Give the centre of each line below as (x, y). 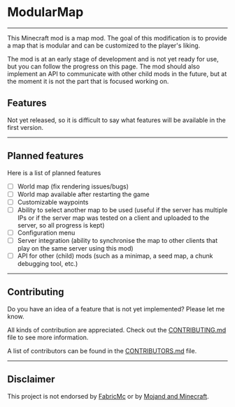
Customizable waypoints (53, 202)
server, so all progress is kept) (61, 225)
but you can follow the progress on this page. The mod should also (104, 66)
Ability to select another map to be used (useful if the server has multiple (122, 209)
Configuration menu (46, 232)
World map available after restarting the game (83, 194)
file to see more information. (48, 337)
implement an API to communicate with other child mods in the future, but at (117, 73)
